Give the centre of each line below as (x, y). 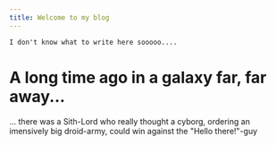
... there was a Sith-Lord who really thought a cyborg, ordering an (130, 121)
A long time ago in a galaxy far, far (138, 77)
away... (37, 96)
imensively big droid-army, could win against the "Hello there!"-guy (134, 131)
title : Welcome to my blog (59, 17)
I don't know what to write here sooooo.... (93, 42)
